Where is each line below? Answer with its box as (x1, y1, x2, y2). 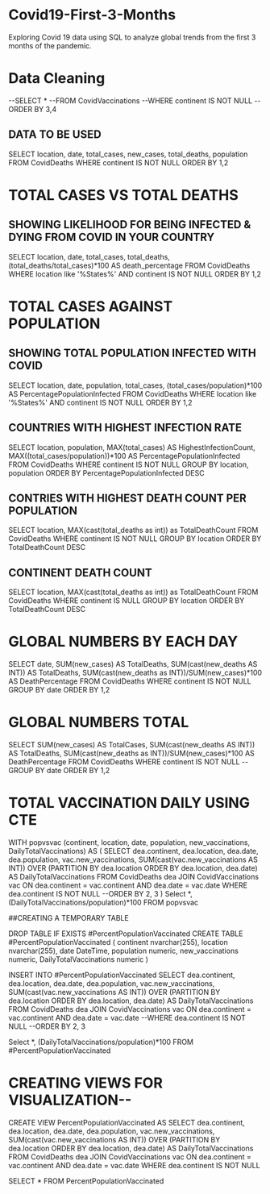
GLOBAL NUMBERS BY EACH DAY (8, 633, 239, 651)
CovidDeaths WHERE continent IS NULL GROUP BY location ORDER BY (8, 596, 245, 605)
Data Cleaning (8, 69, 106, 88)
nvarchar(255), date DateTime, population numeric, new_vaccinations (8, 946, 239, 955)
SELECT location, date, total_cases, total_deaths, (8, 252, 171, 261)
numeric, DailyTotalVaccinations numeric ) (8, 954, 149, 964)
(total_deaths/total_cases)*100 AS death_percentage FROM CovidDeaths (8, 260, 251, 270)
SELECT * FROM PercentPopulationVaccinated (8, 1175, 164, 1186)
